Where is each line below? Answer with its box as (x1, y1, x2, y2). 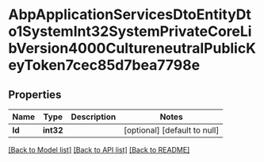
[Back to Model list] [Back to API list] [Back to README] (8, 145, 190, 154)
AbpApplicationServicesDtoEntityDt (8, 6, 252, 24)
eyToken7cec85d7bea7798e (8, 56, 201, 75)
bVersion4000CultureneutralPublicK (8, 40, 256, 57)
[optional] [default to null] (123, 125, 220, 136)
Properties (8, 87, 62, 101)
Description (71, 111, 117, 122)
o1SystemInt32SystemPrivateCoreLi (8, 22, 252, 40)
